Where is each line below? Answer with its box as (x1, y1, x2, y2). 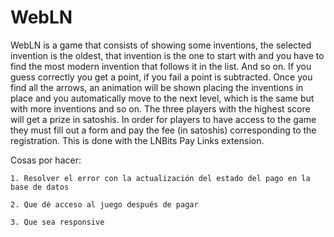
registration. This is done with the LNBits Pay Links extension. (10, 134, 265, 146)
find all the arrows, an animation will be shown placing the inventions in (10, 81, 304, 93)
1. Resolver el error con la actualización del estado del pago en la (10, 173, 311, 183)
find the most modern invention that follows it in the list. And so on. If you (10, 60, 312, 72)
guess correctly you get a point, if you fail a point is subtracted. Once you (10, 71, 313, 83)
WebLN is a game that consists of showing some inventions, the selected (10, 39, 312, 51)
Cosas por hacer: (10, 154, 82, 166)
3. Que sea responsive (10, 217, 105, 227)
